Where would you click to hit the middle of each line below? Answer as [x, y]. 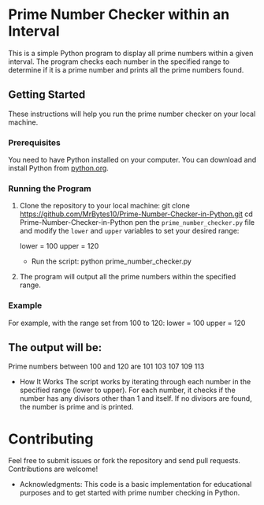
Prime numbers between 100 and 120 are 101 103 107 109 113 [106, 367]
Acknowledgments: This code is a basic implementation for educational [136, 484]
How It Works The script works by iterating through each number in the [135, 382]
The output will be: [55, 348]
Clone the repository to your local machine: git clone [105, 206]
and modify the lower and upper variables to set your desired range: [129, 231]
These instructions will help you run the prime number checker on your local [132, 114]
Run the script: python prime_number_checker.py [111, 261]
